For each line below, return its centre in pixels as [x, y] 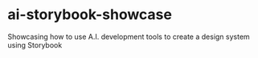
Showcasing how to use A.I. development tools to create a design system [129, 37]
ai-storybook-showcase [90, 15]
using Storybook [35, 44]
